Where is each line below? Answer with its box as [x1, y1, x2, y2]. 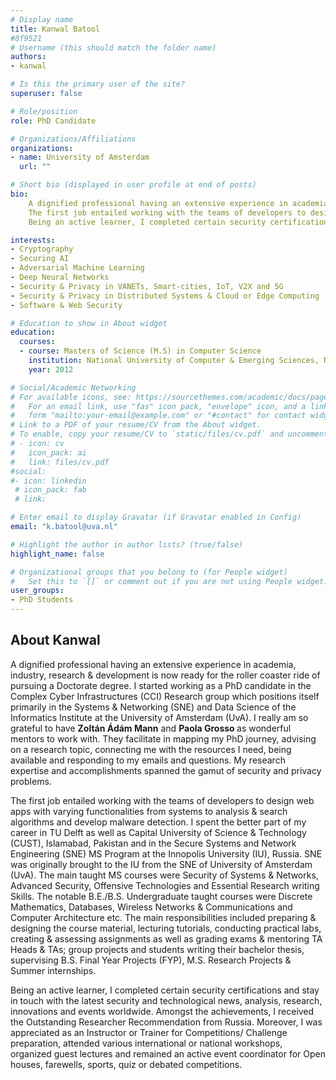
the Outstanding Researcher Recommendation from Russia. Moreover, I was [10, 1016, 323, 1028]
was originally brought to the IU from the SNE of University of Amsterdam [10, 858, 313, 870]
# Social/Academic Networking [10, 382, 137, 393]
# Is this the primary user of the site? [10, 79, 186, 90]
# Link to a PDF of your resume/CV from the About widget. [10, 420, 262, 430]
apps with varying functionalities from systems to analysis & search [10, 805, 288, 817]
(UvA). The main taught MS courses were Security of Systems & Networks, [10, 869, 319, 881]
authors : [10, 52, 47, 62]
